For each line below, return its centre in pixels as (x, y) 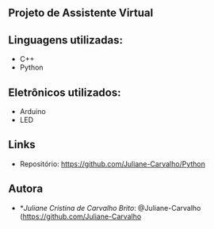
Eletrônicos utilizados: (65, 92)
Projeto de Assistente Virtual (81, 13)
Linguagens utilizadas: (66, 40)
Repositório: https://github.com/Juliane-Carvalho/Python (113, 164)
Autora (26, 189)
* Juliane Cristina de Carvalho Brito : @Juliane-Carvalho (110, 208)
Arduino (32, 112)
